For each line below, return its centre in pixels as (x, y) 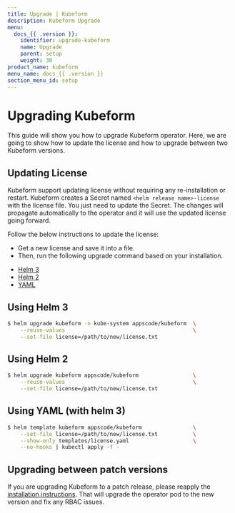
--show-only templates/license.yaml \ (108, 441)
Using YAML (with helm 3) (67, 411)
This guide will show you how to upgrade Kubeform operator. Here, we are (117, 136)
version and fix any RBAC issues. (56, 502)
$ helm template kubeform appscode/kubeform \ (102, 427)
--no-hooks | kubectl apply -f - (70, 447)
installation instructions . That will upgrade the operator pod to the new (111, 494)
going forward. (29, 220)
